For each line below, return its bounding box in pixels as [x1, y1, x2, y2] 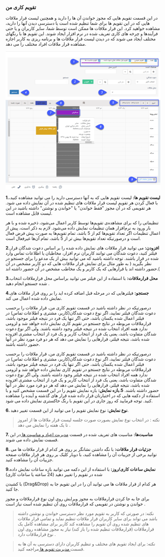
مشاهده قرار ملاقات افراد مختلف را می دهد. [5, 41, 86, 47]
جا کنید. [5, 486, 19, 492]
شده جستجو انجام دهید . [5, 280, 50, 286]
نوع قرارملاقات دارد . [17, 531, 56, 537]
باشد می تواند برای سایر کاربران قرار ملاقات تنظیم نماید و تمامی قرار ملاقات [17, 515, 158, 522]
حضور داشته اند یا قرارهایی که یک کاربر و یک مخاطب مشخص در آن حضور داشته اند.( [5, 266, 160, 272]
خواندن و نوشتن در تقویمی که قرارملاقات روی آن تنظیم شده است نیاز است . [5, 501, 146, 507]
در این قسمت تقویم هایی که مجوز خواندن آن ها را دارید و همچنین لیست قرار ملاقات [5, 15, 158, 21]
